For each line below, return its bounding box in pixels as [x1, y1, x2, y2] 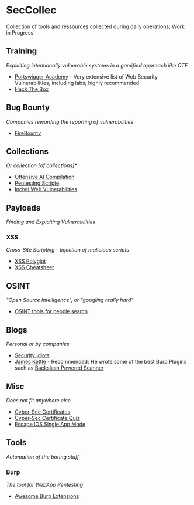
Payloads [6, 203, 41, 213]
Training [6, 46, 37, 56]
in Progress [6, 29, 34, 36]
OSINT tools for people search [14, 308, 88, 315]
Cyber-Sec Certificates [14, 408, 71, 415]
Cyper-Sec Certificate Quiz [14, 414, 80, 421]
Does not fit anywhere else [6, 396, 71, 404]
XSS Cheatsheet [14, 264, 54, 271]
